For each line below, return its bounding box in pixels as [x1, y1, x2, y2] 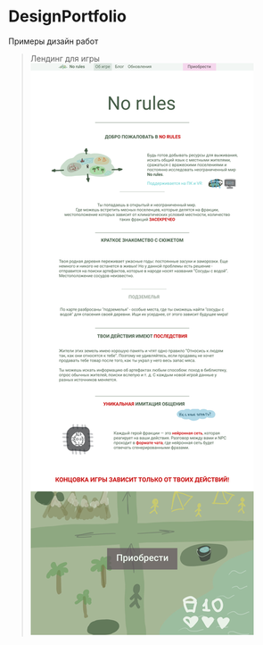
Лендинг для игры [29, 53, 100, 63]
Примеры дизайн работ [8, 36, 99, 46]
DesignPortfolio [8, 6, 127, 27]
